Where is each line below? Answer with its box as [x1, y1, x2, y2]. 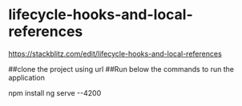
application [8, 73, 46, 82]
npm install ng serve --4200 [8, 88, 102, 97]
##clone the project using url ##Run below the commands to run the [8, 64, 235, 73]
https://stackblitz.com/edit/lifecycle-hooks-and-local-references [8, 49, 222, 58]
